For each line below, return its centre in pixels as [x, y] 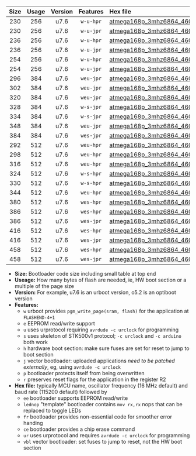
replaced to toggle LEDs [52, 410]
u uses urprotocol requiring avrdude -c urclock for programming [101, 330]
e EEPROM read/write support [59, 323]
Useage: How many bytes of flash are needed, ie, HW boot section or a [100, 280]
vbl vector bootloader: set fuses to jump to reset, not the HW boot [103, 442]
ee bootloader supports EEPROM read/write [76, 398]
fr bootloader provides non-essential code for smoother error [97, 417]
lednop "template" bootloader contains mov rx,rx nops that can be [103, 404]
